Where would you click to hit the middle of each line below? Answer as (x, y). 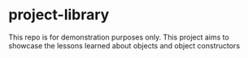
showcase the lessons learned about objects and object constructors (124, 45)
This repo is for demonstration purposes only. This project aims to (119, 37)
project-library (59, 15)
